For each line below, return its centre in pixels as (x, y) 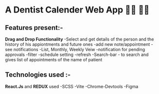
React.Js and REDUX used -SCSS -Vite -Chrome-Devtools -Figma (72, 86)
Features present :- (34, 28)
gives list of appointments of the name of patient (54, 60)
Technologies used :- (38, 75)
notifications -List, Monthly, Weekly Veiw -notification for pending (79, 49)
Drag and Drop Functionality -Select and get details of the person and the (79, 39)
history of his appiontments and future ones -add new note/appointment (78, 44)
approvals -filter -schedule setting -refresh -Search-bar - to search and (77, 54)
